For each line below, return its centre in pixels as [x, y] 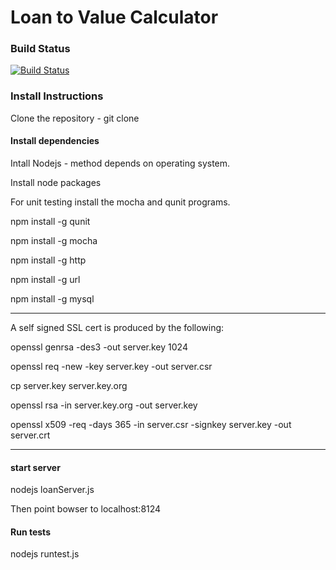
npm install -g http [48, 260]
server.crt [30, 435]
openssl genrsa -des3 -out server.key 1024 [99, 347]
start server [35, 467]
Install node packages [56, 182]
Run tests [30, 532]
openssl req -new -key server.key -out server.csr [111, 366]
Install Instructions [57, 96]
